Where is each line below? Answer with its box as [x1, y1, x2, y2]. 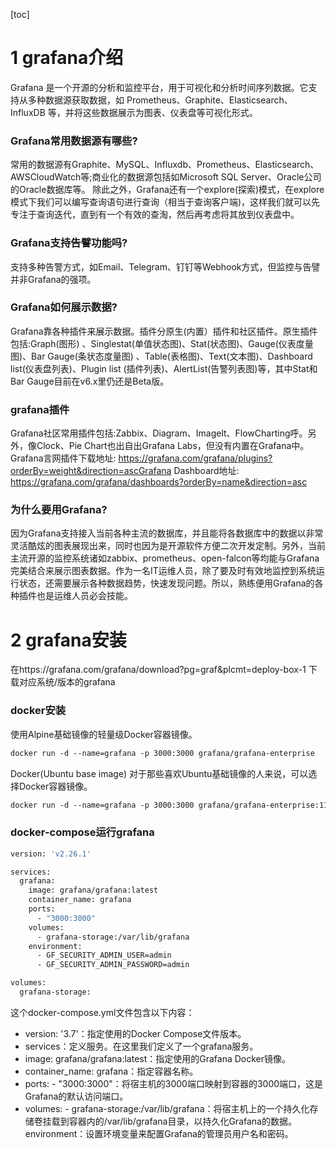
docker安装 [10, 704, 67, 718]
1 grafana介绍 [10, 47, 124, 69]
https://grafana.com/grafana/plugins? [118, 452, 273, 464]
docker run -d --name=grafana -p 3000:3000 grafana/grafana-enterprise [10, 748, 315, 758]
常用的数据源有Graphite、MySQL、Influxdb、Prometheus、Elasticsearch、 [10, 159, 320, 171]
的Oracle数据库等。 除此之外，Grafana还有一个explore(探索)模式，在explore [10, 184, 325, 196]
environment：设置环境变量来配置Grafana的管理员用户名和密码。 [24, 1127, 294, 1139]
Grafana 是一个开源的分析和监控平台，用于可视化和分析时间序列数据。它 [10, 81, 309, 93]
